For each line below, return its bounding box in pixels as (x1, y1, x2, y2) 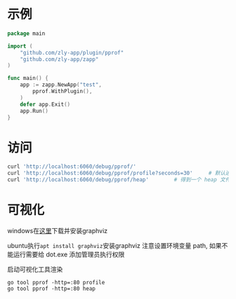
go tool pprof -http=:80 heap (7, 285, 96, 292)
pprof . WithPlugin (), (32, 88, 93, 95)
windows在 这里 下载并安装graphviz (7, 226, 108, 235)
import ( (7, 43, 33, 50)
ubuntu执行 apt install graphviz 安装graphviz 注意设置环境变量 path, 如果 (7, 241, 223, 249)
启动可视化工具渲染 (7, 265, 63, 273)
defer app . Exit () (20, 101, 71, 108)
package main (7, 29, 46, 37)
